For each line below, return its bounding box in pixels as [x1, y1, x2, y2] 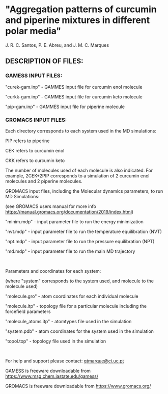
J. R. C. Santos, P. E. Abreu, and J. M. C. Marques [5, 42, 109, 48]
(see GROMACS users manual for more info [5, 203, 97, 209]
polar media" [5, 25, 62, 37]
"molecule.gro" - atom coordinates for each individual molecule [5, 293, 138, 299]
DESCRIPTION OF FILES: [5, 57, 83, 66]
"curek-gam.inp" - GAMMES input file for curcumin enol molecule [5, 84, 143, 90]
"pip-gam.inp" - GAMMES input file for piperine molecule [5, 103, 125, 110]
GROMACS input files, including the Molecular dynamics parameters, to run [5, 188, 163, 194]
